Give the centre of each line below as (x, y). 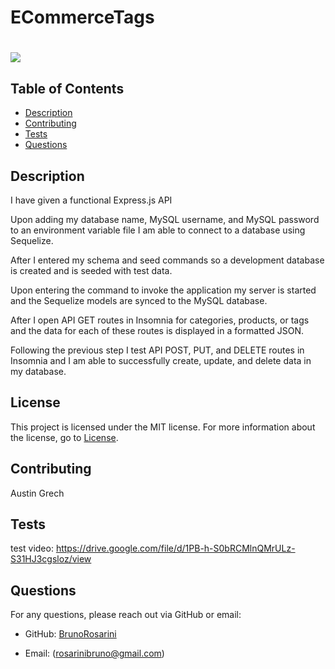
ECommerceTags (82, 17)
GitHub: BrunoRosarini (70, 634)
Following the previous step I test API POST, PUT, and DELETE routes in (157, 350)
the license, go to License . (64, 437)
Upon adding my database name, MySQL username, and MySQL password (165, 219)
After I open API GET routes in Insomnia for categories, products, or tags (160, 320)
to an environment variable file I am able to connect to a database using (158, 230)
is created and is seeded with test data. (91, 270)
